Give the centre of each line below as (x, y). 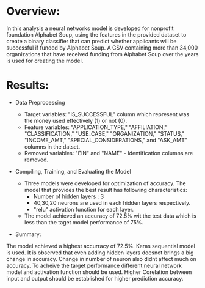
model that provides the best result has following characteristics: (106, 190)
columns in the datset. (52, 146)
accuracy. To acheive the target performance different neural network (94, 265)
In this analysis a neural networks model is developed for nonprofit (90, 28)
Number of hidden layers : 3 (69, 196)
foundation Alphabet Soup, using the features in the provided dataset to (96, 34)
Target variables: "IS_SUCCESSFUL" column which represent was (107, 114)
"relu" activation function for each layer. (84, 209)
